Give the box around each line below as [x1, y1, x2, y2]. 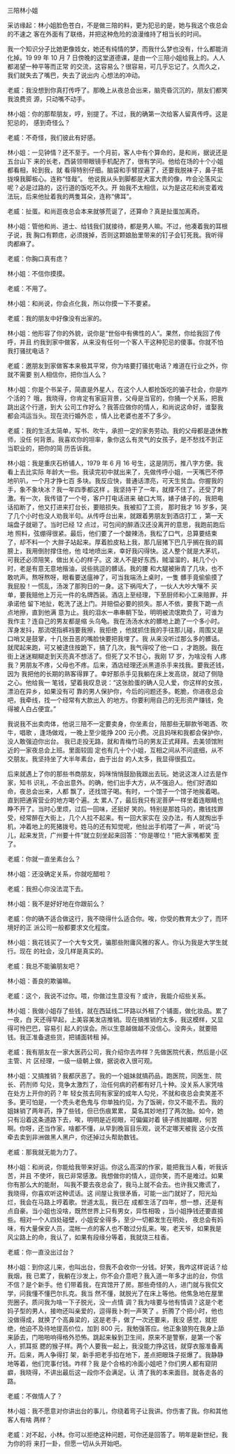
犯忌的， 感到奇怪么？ [7, 119, 71, 126]
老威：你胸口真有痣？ [7, 255, 69, 263]
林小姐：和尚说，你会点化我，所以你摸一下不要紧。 [7, 299, 155, 308]
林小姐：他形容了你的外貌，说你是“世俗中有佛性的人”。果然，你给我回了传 [7, 329, 222, 337]
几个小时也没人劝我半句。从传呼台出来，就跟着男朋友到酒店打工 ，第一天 [13, 512, 224, 520]
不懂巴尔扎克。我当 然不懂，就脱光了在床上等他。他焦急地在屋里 [37, 1289, 224, 1297]
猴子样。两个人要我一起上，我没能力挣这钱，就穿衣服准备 [51, 1342, 218, 1350]
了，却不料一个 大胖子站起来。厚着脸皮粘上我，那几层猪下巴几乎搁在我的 [7, 538, 218, 546]
